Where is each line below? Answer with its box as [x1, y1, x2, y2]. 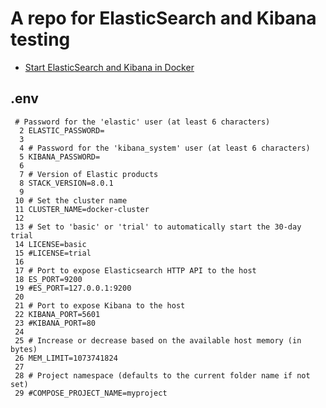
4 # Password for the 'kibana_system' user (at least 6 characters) [19, 143, 311, 153]
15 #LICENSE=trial [14, 248, 92, 258]
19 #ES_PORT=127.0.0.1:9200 [14, 283, 132, 293]
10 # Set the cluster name [14, 195, 128, 206]
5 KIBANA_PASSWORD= [19, 152, 101, 162]
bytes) [10, 344, 38, 354]
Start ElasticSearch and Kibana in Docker [24, 61, 195, 73]
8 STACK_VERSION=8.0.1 [19, 178, 114, 188]
